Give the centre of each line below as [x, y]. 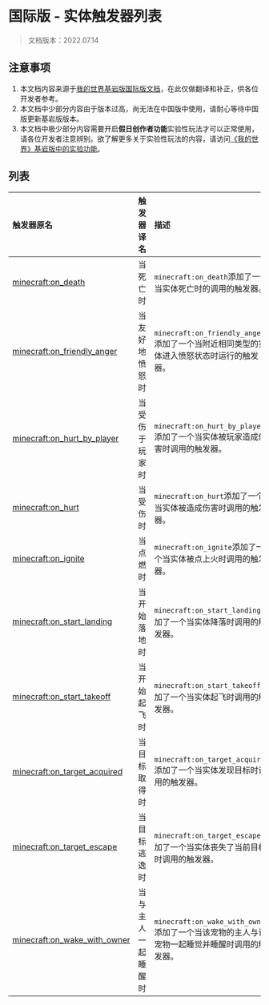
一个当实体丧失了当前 [210, 847]
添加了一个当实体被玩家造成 [206, 436]
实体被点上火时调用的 [210, 559]
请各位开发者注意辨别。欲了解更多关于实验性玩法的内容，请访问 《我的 [136, 139]
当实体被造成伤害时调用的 [202, 508]
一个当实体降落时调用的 [214, 621]
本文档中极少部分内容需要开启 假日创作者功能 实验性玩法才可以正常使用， [139, 128]
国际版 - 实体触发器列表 [85, 16]
